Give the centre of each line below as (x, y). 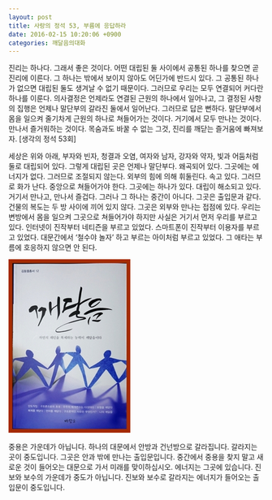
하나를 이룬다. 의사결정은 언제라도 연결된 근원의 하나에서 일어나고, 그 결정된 (127, 98)
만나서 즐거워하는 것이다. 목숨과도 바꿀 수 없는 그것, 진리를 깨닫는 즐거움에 (125, 129)
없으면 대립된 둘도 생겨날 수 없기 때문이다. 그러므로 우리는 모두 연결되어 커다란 (140, 88)
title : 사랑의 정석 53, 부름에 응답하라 (67, 26)
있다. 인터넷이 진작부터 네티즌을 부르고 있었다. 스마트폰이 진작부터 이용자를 (127, 227)
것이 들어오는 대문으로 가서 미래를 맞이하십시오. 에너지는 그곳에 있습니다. (138, 468)
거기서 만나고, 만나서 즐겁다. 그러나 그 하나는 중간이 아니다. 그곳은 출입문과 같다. (135, 197)
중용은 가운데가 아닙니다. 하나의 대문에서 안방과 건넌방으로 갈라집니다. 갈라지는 (133, 447)
